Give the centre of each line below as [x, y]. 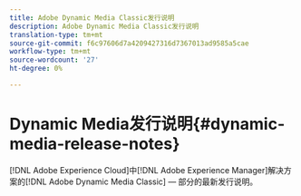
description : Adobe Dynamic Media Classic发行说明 [104, 26]
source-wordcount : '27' [54, 60]
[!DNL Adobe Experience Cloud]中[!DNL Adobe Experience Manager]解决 [146, 170]
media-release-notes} [95, 144]
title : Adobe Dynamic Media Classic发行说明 [92, 18]
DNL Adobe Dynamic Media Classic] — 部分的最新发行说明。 [144, 181]
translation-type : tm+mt [56, 34]
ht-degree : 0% [36, 69]
